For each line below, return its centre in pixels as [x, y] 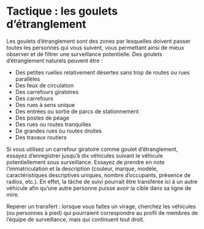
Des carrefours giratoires [47, 92]
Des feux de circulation [44, 85]
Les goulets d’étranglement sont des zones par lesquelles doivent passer [99, 41]
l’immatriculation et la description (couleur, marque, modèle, [82, 169]
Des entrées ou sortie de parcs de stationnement [77, 111]
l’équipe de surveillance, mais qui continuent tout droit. [76, 219]
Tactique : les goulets [62, 11]
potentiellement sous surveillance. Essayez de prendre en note [86, 162]
